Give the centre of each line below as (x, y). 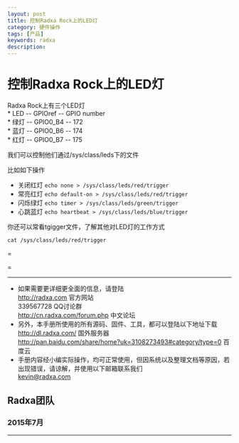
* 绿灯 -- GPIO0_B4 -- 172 (45, 122)
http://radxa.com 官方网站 (55, 297)
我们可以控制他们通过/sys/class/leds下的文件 (73, 154)
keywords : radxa (31, 41)
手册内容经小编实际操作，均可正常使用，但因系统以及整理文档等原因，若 (123, 359)
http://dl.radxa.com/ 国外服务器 (63, 333)
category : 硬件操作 (34, 27)
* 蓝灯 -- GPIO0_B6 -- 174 (45, 130)
